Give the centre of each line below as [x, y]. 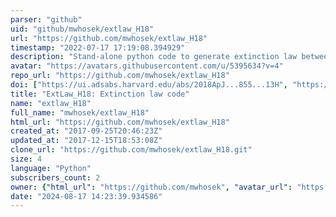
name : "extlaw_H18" [51, 103]
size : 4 [26, 159]
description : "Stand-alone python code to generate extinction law [154, 57]
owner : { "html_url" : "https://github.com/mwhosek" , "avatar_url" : [151, 187]
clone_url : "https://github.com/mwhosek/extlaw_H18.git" [131, 150]
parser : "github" [46, 19]
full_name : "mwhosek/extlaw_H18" [80, 112]
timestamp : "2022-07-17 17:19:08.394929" [98, 47]
